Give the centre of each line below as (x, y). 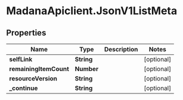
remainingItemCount (39, 69)
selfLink (21, 59)
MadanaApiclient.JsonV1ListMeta (92, 11)
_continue (24, 88)
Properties (26, 33)
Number (87, 69)
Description (121, 49)
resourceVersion (33, 78)
